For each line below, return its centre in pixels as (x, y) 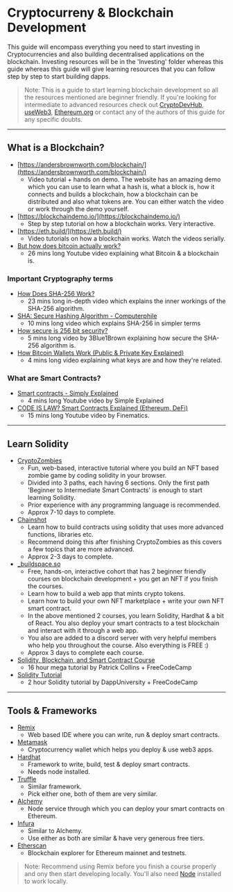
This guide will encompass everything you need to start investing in (104, 47)
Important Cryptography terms (60, 278)
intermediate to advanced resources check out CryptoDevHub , (114, 104)
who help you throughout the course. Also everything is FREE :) (118, 645)
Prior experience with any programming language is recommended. (124, 505)
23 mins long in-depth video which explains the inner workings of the (127, 301)
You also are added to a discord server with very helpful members (122, 638)
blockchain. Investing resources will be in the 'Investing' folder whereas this (115, 61)
